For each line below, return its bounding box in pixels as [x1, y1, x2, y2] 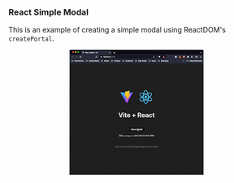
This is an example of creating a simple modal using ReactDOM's [8, 25, 226, 35]
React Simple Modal [8, 7, 89, 18]
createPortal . [8, 33, 54, 43]
